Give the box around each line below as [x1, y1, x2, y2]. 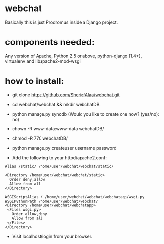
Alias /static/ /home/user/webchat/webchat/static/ [5, 164, 114, 169]
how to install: [5, 76, 64, 87]
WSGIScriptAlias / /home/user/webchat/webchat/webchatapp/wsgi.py [5, 194, 145, 199]
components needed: [5, 37, 95, 48]
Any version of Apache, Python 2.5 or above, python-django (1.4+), [5, 53, 142, 59]
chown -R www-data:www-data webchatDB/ [12, 125, 104, 131]
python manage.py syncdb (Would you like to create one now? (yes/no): [12, 111, 159, 117]
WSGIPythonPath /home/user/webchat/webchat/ [5, 199, 98, 203]
